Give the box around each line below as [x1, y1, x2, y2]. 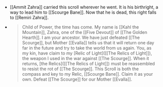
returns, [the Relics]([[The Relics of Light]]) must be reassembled [22, 61, 155, 66]
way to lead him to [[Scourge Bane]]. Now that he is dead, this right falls [9, 9, 157, 15]
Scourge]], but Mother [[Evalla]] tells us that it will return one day [22, 40, 155, 46]
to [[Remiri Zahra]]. [9, 15, 49, 20]
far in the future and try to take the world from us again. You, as [22, 45, 152, 51]
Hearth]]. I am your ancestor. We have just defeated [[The [22, 34, 140, 40]
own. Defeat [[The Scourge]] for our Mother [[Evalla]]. [22, 76, 132, 82]
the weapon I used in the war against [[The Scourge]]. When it [22, 56, 149, 61]
